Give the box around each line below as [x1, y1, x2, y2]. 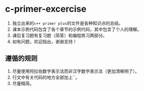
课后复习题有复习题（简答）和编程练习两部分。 [12, 32, 107, 38]
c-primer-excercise [5, 3, 87, 15]
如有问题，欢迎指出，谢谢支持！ [12, 38, 77, 45]
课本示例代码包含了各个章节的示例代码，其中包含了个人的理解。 [12, 26, 142, 32]
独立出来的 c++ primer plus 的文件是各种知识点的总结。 [12, 20, 123, 26]
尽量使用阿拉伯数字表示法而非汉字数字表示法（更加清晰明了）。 [12, 68, 140, 74]
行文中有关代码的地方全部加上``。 [12, 74, 80, 80]
